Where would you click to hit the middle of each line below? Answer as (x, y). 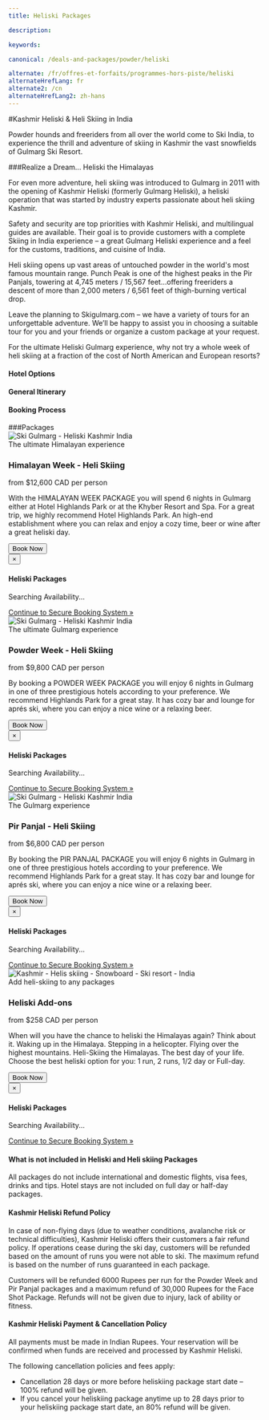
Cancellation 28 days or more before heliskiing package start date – (132, 1381)
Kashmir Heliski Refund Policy (59, 1212)
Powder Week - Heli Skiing (61, 650)
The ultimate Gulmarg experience (63, 629)
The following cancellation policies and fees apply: (92, 1365)
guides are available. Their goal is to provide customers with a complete (127, 232)
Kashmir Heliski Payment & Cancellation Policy (88, 1324)
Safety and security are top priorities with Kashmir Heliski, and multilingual (131, 223)
